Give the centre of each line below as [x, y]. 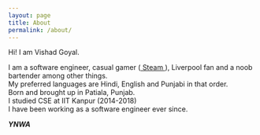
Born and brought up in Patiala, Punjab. [72, 93]
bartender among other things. [58, 76]
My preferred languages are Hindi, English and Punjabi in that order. [118, 84]
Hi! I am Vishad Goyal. [44, 53]
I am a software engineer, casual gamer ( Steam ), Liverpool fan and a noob [130, 67]
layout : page [30, 15]
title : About [30, 23]
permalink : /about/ [40, 30]
